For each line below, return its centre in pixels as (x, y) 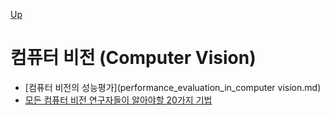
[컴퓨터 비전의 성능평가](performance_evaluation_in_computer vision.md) (173, 87)
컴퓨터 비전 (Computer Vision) (133, 58)
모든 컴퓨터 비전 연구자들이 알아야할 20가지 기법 (118, 100)
